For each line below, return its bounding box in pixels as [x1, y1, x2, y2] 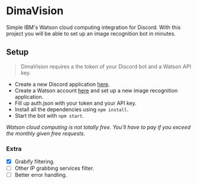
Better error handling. [14, 172, 67, 179]
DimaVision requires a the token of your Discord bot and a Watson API [20, 63, 191, 70]
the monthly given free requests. [6, 130, 86, 137]
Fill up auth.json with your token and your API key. [14, 99, 137, 106]
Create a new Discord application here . [14, 80, 111, 88]
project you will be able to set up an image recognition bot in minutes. [6, 30, 176, 37]
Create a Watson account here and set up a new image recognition [14, 87, 178, 94]
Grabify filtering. [14, 158, 55, 165]
